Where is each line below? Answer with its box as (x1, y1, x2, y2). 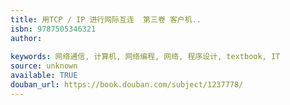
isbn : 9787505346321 (10, 24, 97, 34)
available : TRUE (10, 71, 78, 81)
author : (10, 33, 43, 43)
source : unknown (10, 61, 78, 71)
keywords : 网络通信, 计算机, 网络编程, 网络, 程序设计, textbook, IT (10, 52, 281, 62)
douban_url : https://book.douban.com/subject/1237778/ (10, 80, 244, 90)
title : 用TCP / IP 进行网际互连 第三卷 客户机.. (10, 14, 202, 25)
